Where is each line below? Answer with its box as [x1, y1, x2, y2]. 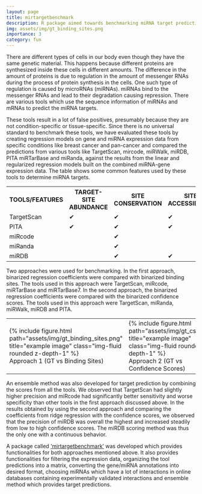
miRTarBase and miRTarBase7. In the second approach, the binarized [6, 286, 177, 294]
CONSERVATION [114, 199, 162, 208]
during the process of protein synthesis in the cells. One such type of [6, 79, 178, 86]
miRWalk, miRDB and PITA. [6, 306, 73, 313]
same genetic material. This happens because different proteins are [6, 60, 174, 67]
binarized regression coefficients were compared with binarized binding [6, 274, 185, 280]
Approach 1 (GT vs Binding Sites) [9, 357, 104, 365]
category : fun [6, 37, 42, 43]
